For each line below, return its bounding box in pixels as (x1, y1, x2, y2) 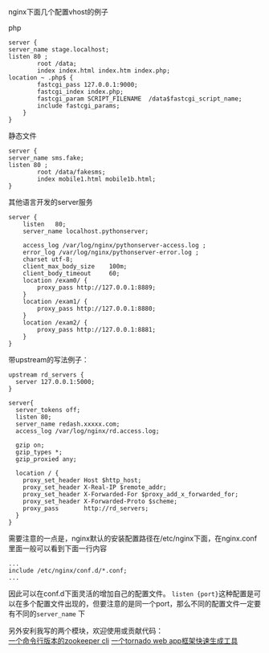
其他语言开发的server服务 (8, 198, 94, 206)
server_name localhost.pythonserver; (22, 227, 149, 235)
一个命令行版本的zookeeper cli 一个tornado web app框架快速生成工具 (8, 636, 238, 645)
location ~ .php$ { (8, 74, 74, 82)
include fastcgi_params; (37, 102, 120, 110)
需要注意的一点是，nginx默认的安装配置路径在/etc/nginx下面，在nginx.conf (8, 533, 258, 543)
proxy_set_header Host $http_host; (22, 476, 142, 484)
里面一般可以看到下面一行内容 (8, 544, 107, 553)
